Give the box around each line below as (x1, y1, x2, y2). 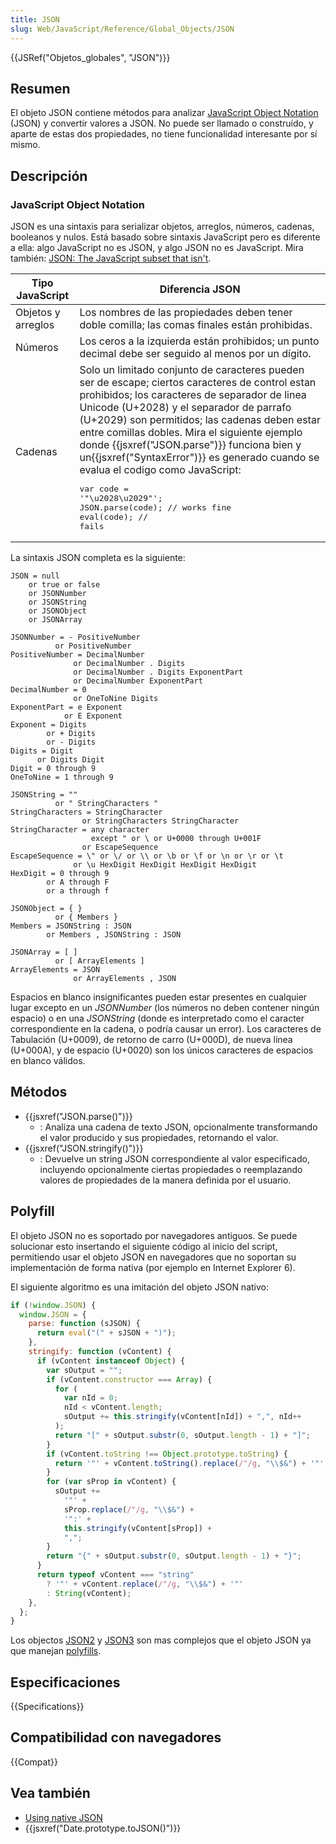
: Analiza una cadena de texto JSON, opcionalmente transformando (39, 1121, 318, 1133)
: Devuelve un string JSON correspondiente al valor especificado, (39, 1152, 310, 1165)
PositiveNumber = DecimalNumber (10, 650, 145, 660)
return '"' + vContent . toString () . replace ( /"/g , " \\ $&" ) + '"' (54, 1458, 325, 1468)
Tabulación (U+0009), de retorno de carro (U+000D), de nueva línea (10, 1034, 293, 1045)
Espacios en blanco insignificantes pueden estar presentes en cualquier (10, 991, 308, 1003)
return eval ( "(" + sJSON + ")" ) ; (36, 1328, 177, 1338)
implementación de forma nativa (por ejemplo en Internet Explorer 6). (10, 1261, 296, 1273)
